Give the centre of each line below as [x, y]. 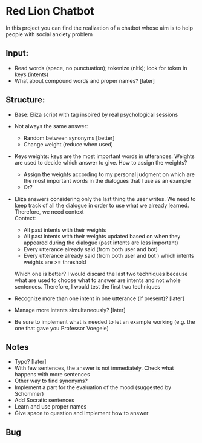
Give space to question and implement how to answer [81, 413]
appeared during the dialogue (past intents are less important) [101, 243]
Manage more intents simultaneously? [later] [70, 310]
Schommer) [29, 394]
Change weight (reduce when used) [68, 144]
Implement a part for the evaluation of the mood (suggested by [93, 387]
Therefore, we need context [49, 212]
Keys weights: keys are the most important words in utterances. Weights [104, 156]
